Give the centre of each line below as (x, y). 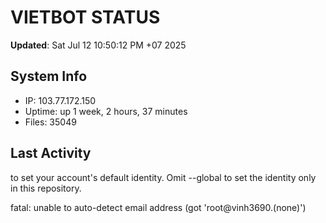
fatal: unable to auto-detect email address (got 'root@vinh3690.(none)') (158, 207)
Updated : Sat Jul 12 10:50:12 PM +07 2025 (98, 45)
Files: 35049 (50, 122)
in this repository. (46, 188)
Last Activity (51, 153)
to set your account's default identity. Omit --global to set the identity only (163, 177)
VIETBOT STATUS (85, 17)
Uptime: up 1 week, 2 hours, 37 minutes (106, 111)
